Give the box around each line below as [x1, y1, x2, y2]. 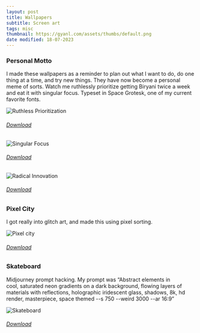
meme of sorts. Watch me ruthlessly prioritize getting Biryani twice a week [6, 83, 190, 90]
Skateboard [6, 262, 41, 270]
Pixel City [6, 204, 35, 213]
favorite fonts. [6, 96, 41, 103]
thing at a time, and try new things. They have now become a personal [6, 76, 181, 84]
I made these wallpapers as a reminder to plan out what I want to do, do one [6, 70, 195, 78]
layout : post [6, 8, 39, 15]
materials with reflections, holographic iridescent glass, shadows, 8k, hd [6, 289, 186, 296]
